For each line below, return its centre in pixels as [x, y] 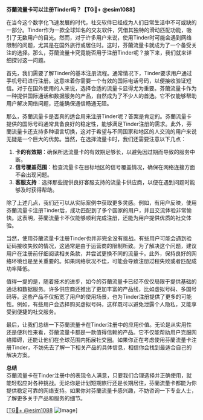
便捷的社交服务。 [38, 312]
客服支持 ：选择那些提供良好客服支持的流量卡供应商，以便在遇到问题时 [102, 182]
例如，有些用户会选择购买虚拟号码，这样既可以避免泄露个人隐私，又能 [104, 304]
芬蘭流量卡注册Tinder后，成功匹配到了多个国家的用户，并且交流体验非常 [96, 210]
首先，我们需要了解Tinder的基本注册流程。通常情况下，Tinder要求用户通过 [99, 73]
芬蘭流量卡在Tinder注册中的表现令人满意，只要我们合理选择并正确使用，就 [99, 375]
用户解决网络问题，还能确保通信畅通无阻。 [59, 103]
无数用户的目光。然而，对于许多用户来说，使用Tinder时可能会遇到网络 [104, 38]
